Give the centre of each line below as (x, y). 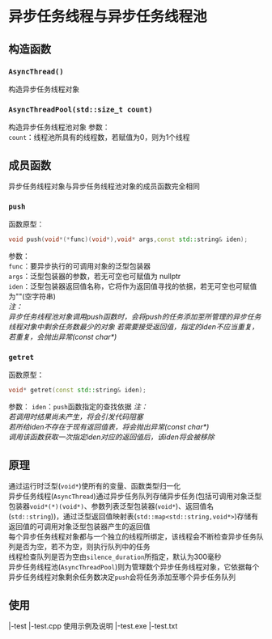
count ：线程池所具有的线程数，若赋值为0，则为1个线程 (99, 138)
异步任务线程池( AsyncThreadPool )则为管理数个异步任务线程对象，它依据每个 (134, 567)
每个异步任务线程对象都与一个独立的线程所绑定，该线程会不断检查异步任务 (132, 537)
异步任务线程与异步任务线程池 (108, 17)
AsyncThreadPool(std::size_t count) (81, 109)
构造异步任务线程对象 (44, 89)
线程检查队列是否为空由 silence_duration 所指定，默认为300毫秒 (115, 557)
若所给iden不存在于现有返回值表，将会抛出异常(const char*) (109, 427)
